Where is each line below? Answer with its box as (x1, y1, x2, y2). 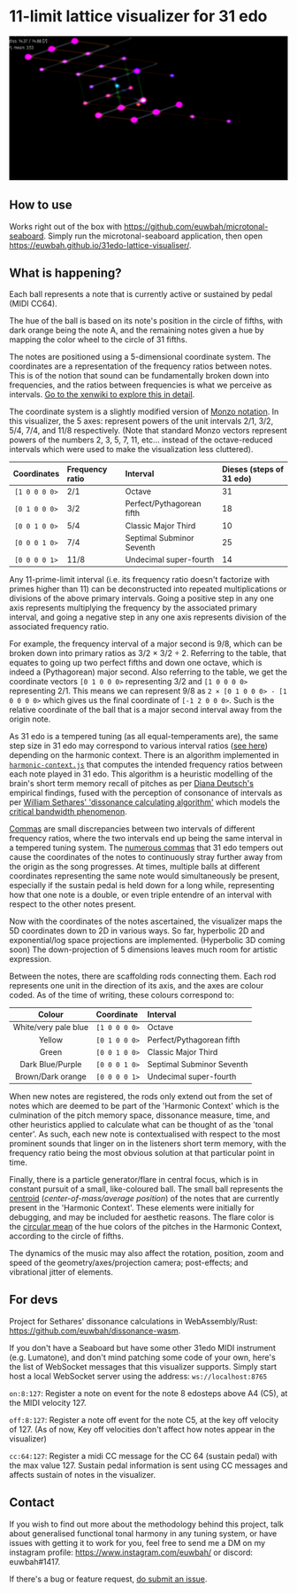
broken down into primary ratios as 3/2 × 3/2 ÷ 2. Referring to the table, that (9, 647, 287, 658)
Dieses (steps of (222, 464, 285, 474)
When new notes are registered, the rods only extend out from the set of (9, 1090, 273, 1101)
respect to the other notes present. (9, 898, 137, 910)
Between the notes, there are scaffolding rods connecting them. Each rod (9, 971, 277, 981)
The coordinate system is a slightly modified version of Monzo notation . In (9, 406, 279, 418)
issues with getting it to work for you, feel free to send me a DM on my (9, 1537, 266, 1548)
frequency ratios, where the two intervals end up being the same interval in (9, 832, 283, 843)
